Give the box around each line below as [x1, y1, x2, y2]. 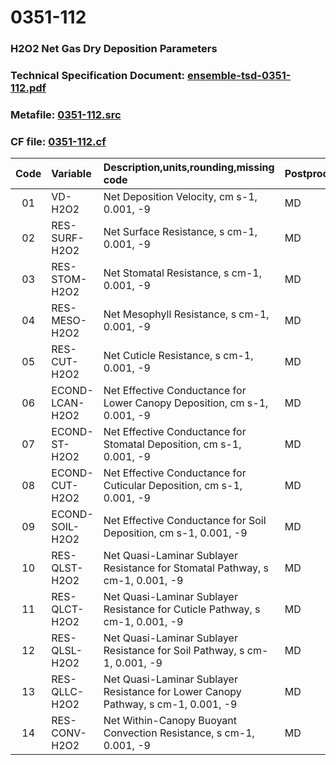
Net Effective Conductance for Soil [103, 514, 267, 528]
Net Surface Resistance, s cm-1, [103, 225, 258, 239]
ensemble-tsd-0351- [186, 69, 292, 83]
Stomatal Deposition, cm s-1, [103, 437, 242, 451]
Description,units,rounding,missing [103, 161, 275, 175]
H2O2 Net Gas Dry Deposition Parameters [10, 42, 218, 56]
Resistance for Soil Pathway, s [103, 644, 245, 658]
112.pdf [10, 81, 47, 95]
